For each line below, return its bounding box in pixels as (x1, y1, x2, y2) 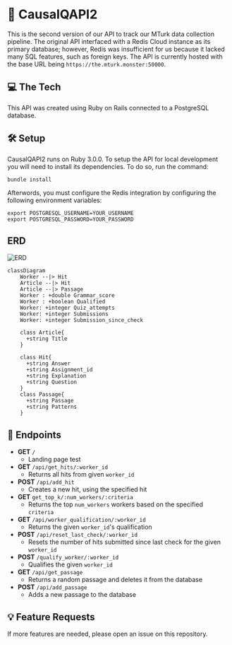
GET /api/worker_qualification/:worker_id (17, 516, 146, 524)
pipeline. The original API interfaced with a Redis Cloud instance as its (7, 37, 211, 45)
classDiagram (7, 267, 46, 274)
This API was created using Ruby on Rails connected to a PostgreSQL (7, 103, 209, 112)
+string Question (25, 378, 78, 386)
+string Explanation (25, 373, 87, 380)
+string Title (25, 335, 68, 342)
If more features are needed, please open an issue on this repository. (7, 629, 208, 638)
